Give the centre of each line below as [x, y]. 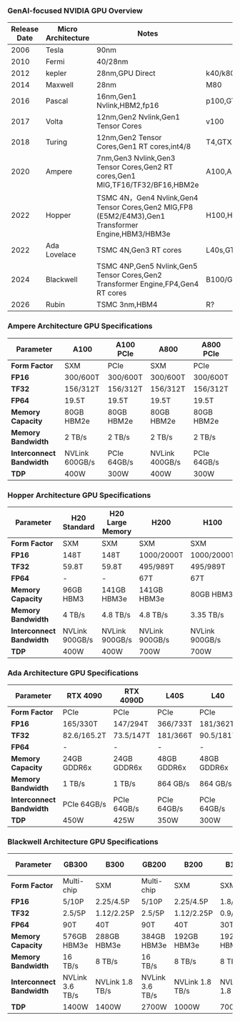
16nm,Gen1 [116, 96]
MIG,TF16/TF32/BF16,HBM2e [147, 185]
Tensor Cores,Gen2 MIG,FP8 [145, 207]
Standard [79, 527]
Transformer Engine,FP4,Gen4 [147, 284]
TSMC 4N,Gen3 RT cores [139, 250]
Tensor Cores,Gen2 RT [135, 167]
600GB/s [79, 462]
